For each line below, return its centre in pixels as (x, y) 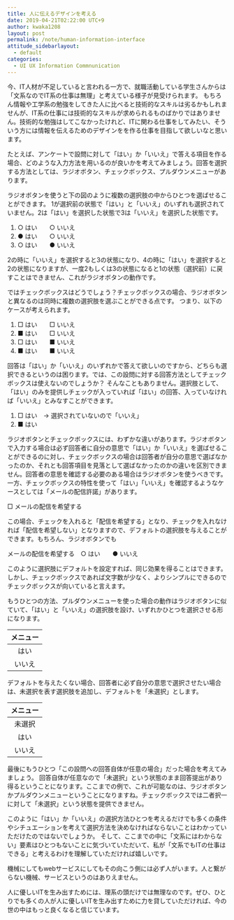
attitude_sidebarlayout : (43, 46)
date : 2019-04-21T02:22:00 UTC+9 (56, 20)
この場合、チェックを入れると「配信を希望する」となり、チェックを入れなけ (117, 521)
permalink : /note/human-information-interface (76, 40)
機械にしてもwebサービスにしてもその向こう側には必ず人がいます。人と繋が (117, 868)
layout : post (26, 33)
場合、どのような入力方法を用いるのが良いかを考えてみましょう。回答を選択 (117, 162)
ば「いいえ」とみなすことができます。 (62, 400)
